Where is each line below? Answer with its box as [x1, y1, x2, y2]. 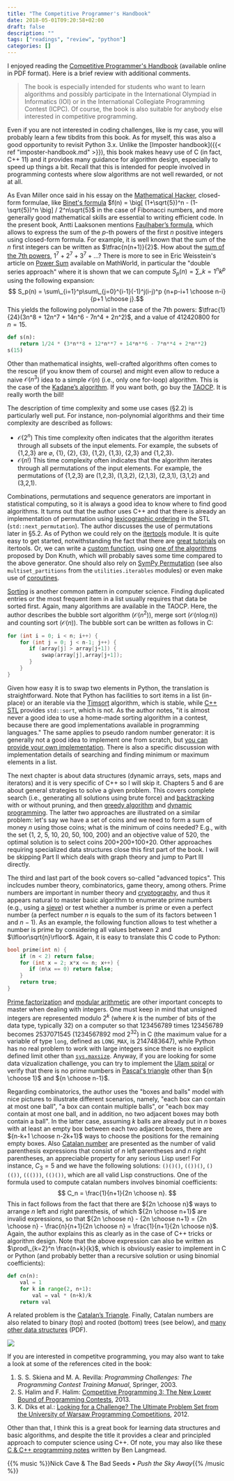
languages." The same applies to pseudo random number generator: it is [7, 728, 215, 736]
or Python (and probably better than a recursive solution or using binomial [7, 1252, 219, 1260]
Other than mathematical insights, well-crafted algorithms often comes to [7, 359, 217, 368]
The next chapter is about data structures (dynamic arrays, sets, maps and [7, 771, 221, 780]
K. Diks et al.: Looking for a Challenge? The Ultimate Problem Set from [17, 1403, 219, 1411]
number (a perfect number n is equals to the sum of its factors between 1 [7, 910, 217, 919]
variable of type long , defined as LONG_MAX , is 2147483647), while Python [7, 1037, 216, 1046]
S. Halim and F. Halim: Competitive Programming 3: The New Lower [17, 1388, 212, 1397]
